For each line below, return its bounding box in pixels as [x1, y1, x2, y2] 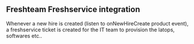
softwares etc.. [6, 32, 42, 39]
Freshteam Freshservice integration [6, 5, 141, 14]
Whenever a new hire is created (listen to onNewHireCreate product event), [6, 20, 189, 27]
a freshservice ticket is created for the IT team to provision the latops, [6, 26, 175, 33]
